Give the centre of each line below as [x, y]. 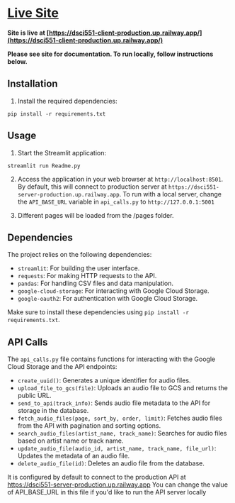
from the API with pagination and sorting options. [89, 426]
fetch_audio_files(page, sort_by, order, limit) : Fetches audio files [120, 418]
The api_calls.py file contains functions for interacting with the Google [111, 359]
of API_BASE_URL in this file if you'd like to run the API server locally [107, 492]
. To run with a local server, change [170, 194]
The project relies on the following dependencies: [80, 255]
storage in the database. [53, 411]
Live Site [33, 13]
